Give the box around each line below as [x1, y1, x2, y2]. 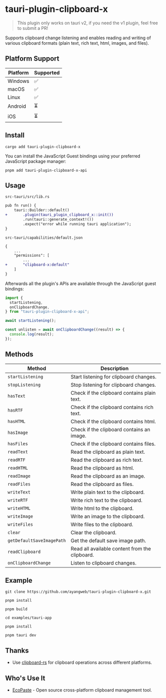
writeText [7, 489, 31, 495]
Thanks [5, 646, 29, 655]
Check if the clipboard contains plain [71, 389, 156, 396]
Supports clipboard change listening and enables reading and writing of [5, 35, 151, 41]
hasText [7, 393, 26, 399]
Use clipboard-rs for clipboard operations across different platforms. [12, 659, 152, 666]
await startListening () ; [5, 318, 56, 323]
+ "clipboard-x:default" [5, 262, 70, 268]
